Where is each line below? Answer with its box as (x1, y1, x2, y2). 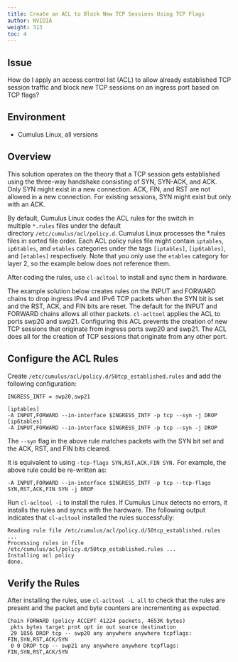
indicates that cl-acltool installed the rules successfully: (7, 513, 175, 522)
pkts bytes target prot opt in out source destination (10, 624, 176, 631)
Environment (7, 111, 66, 123)
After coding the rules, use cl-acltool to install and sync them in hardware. (7, 273, 229, 281)
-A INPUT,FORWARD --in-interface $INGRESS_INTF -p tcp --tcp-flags (7, 479, 212, 486)
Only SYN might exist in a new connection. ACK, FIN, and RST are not (7, 184, 211, 193)
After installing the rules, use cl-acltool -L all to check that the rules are (7, 596, 226, 605)
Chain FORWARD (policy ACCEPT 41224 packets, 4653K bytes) (7, 617, 186, 625)
